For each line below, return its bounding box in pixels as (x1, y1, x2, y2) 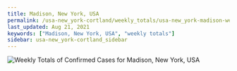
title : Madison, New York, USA (7, 10, 99, 18)
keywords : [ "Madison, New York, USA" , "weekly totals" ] (7, 30, 175, 37)
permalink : (7, 17, 39, 24)
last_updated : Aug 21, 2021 (7, 23, 90, 30)
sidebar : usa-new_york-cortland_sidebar (7, 37, 128, 44)
